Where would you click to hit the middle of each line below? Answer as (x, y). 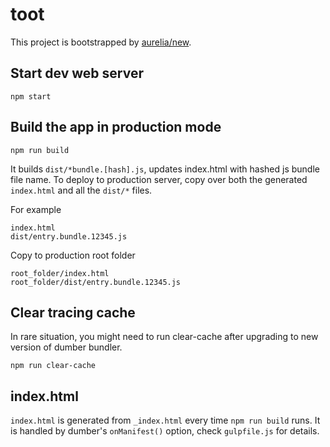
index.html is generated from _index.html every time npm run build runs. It (165, 420)
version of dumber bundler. (66, 347)
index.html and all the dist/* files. (81, 190)
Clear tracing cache (73, 312)
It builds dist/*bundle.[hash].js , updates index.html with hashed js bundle (165, 169)
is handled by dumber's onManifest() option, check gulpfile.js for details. (165, 431)
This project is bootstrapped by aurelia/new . (101, 42)
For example (36, 209)
